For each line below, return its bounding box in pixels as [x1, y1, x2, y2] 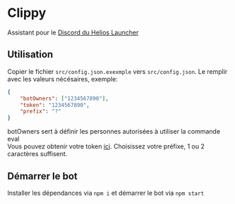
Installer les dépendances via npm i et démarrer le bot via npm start [7, 189, 205, 197]
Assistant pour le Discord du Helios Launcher [7, 28, 139, 37]
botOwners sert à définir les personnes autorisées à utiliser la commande [7, 127, 221, 136]
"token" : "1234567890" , [20, 101, 90, 108]
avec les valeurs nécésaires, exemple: [7, 75, 118, 83]
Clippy [7, 5, 47, 21]
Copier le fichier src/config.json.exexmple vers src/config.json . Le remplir [7, 67, 228, 75]
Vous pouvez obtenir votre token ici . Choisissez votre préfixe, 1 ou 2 [7, 142, 205, 151]
